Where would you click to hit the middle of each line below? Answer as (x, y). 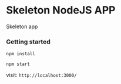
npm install (21, 54)
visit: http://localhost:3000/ (42, 75)
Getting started (28, 42)
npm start (18, 64)
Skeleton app (22, 26)
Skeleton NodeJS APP (61, 10)
